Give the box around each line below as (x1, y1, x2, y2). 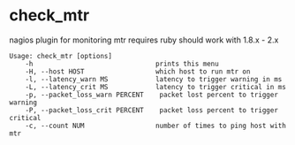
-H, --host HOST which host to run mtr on (25, 67, 251, 76)
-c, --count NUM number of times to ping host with (25, 121, 287, 130)
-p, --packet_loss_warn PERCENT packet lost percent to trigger (25, 90, 278, 99)
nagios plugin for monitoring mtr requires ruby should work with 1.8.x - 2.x (9, 34, 279, 45)
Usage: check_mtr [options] (9, 51, 113, 60)
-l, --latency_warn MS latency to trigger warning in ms (25, 74, 283, 84)
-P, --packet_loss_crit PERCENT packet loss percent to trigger (25, 105, 278, 115)
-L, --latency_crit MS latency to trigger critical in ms (25, 82, 287, 91)
